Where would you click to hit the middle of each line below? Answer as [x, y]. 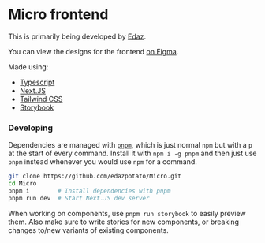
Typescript [37, 82]
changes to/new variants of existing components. [89, 230]
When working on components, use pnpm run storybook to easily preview [127, 213]
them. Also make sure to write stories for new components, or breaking [123, 222]
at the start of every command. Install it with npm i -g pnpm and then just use [132, 153]
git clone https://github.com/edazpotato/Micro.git [95, 176]
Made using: [28, 67]
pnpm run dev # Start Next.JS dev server [79, 198]
